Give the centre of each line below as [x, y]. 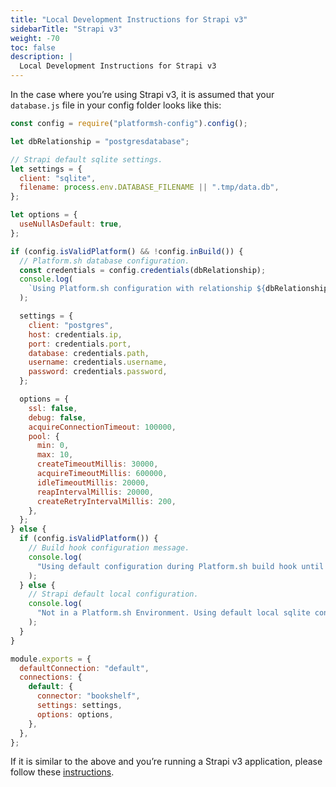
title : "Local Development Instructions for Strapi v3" [129, 19]
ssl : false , [53, 408]
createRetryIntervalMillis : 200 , [106, 501]
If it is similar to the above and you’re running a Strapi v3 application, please [166, 762]
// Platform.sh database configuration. [104, 261]
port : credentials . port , [80, 344]
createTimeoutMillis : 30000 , [97, 464]
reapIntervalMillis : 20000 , [95, 492]
